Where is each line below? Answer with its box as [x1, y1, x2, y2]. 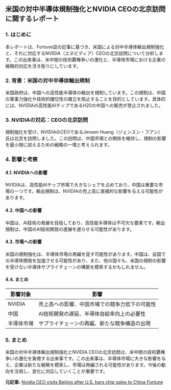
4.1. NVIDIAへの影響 [5, 169, 47, 176]
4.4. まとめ [5, 276, 29, 283]
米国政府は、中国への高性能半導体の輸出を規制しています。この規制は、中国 [5, 89, 166, 96]
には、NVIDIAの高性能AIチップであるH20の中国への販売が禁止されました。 [5, 102, 163, 109]
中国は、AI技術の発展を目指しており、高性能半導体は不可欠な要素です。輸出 [5, 220, 165, 226]
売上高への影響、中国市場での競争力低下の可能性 [38, 301, 157, 308]
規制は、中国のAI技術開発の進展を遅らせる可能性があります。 [5, 226, 134, 232]
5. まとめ [5, 336, 27, 343]
